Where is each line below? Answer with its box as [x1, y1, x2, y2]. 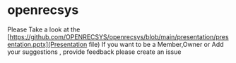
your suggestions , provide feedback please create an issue [7, 48, 182, 56]
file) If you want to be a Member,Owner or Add [88, 40, 224, 48]
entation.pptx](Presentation [7, 40, 88, 48]
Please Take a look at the [7, 25, 81, 34]
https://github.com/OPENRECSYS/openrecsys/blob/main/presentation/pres [9, 32, 229, 41]
